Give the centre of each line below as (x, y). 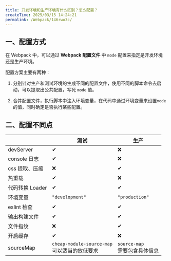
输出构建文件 (24, 217)
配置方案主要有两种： (28, 72)
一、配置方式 (26, 42)
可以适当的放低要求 (75, 251)
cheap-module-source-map (82, 244)
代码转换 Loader (27, 188)
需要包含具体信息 (138, 251)
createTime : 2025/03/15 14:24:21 (41, 15)
